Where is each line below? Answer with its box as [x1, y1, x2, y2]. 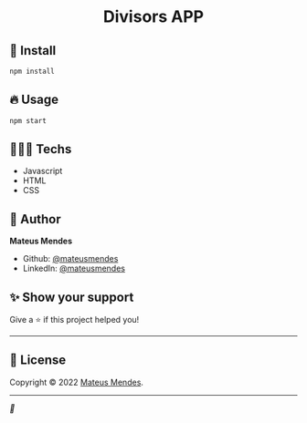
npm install [9, 67, 55, 76]
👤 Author [9, 211, 61, 227]
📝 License [9, 353, 67, 368]
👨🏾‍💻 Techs [9, 141, 72, 157]
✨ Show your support [9, 289, 134, 304]
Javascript [22, 166, 63, 177]
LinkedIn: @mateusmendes [22, 263, 126, 274]
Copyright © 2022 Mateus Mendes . [9, 377, 144, 387]
